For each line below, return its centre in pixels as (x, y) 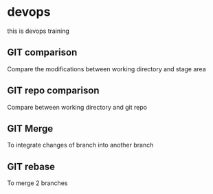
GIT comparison (42, 52)
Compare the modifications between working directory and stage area (106, 69)
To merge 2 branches (37, 183)
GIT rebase (31, 166)
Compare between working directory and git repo (77, 107)
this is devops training (38, 31)
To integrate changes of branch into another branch (80, 145)
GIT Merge (30, 129)
